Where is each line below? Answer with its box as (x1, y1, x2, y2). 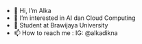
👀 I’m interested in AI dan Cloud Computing (13, 14, 136, 22)
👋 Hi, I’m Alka (13, 7, 51, 14)
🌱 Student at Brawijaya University (13, 21, 108, 29)
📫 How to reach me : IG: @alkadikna (13, 29, 118, 37)
